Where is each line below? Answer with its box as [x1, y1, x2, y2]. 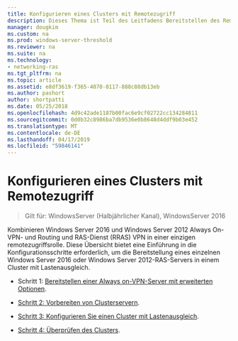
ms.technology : [7, 57, 52, 64]
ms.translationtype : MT [7, 122, 78, 130]
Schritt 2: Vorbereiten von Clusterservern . [17, 298, 140, 307]
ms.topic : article [7, 76, 62, 84]
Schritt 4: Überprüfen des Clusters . [17, 326, 120, 335]
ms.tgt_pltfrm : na [7, 70, 62, 77]
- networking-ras [7, 63, 59, 70]
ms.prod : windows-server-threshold [7, 37, 113, 44]
